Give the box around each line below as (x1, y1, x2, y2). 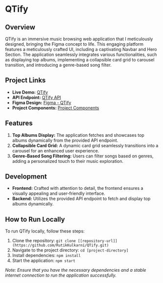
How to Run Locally (5, 215, 65, 224)
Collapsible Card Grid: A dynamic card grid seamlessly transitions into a (12, 142, 159, 148)
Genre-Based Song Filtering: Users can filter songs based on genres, (12, 153, 154, 159)
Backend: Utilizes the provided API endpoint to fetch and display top (12, 196, 151, 202)
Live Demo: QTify (12, 89, 48, 95)
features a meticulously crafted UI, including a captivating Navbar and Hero (5, 47, 158, 52)
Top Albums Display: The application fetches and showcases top (12, 132, 144, 138)
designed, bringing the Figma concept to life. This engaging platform (5, 41, 143, 47)
